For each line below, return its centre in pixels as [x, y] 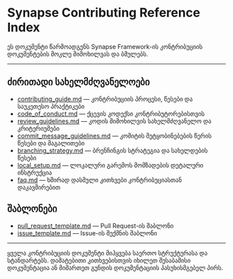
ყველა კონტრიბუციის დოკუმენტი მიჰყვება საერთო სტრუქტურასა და [107, 253]
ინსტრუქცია [34, 172]
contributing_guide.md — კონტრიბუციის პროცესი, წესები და [105, 99]
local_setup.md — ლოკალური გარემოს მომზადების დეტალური [110, 165]
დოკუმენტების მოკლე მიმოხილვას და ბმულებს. [78, 54]
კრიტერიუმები [38, 128]
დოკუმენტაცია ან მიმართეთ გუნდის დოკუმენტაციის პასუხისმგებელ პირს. [115, 267]
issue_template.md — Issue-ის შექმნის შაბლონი [87, 233]
